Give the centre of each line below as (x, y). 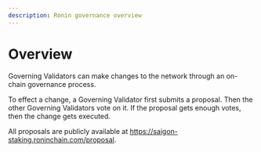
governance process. (62, 84)
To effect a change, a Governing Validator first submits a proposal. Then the (130, 100)
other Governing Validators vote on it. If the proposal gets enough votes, (125, 107)
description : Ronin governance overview (75, 15)
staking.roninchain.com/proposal (62, 139)
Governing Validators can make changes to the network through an (116, 76)
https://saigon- (154, 131)
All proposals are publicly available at (68, 131)
